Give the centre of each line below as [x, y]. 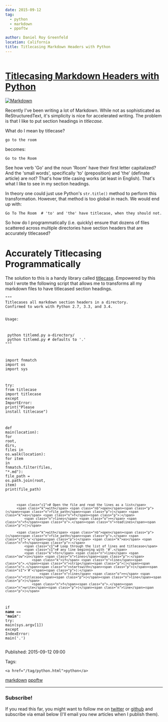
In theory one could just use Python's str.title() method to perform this [81, 193]
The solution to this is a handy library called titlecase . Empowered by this [80, 278]
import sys [16, 369]
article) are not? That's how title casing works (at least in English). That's [80, 178]
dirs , [11, 445]
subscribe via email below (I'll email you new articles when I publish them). [82, 714]
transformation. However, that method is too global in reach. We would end [82, 199]
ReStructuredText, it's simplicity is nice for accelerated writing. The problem [83, 115]
